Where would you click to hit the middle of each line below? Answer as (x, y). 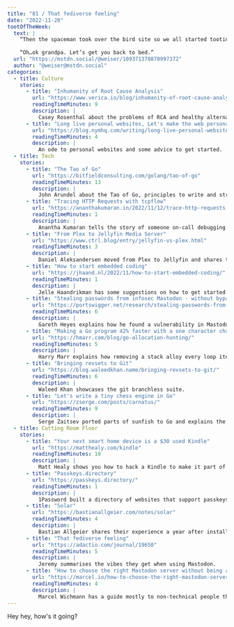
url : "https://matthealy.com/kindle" (87, 448)
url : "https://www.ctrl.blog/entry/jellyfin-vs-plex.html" (120, 240)
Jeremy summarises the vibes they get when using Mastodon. (127, 564)
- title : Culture (39, 78)
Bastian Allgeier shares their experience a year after (121, 532)
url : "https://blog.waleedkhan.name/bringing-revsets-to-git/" (126, 370)
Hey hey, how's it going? (42, 617)
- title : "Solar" (51, 506)
